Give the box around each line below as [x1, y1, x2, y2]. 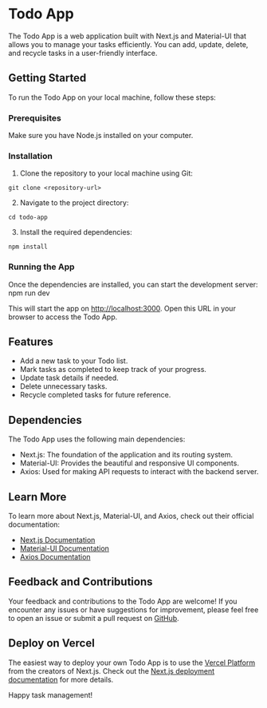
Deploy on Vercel [8, 636, 96, 651]
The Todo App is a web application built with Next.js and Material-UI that [8, 31, 247, 41]
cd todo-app [8, 213, 48, 222]
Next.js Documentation [19, 536, 96, 545]
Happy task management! [8, 690, 93, 699]
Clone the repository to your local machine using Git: [19, 168, 194, 178]
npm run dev [8, 288, 50, 298]
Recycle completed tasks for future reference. [19, 390, 171, 400]
